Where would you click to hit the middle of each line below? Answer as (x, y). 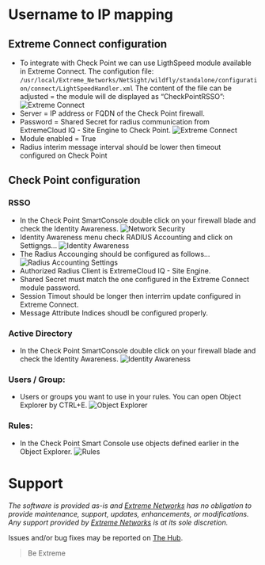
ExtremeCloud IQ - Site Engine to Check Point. (95, 130)
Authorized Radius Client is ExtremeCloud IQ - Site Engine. (115, 270)
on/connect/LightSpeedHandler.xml (76, 89)
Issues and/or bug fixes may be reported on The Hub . (96, 537)
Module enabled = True (58, 139)
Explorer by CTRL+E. (53, 405)
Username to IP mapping (91, 15)
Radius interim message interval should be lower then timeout (120, 147)
